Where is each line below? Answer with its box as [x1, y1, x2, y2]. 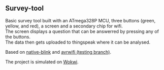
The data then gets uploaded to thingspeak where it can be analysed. [5, 39, 151, 45]
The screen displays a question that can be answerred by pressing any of [5, 28, 159, 34]
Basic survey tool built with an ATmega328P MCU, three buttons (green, [5, 17, 156, 23]
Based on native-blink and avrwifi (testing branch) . [5, 49, 112, 55]
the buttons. [5, 33, 30, 40]
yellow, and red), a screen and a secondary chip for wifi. [5, 23, 123, 29]
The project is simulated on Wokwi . [5, 58, 79, 65]
